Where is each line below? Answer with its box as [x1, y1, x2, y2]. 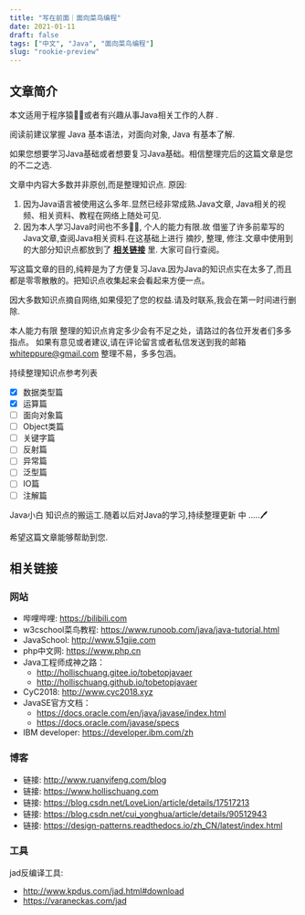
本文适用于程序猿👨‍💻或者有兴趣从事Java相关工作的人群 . [9, 109, 219, 120]
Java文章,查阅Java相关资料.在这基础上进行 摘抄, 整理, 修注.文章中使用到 [22, 232, 294, 243]
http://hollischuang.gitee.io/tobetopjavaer [36, 668, 193, 678]
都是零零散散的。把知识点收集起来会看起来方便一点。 [9, 275, 210, 286]
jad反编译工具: [9, 867, 64, 878]
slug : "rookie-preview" [9, 47, 100, 57]
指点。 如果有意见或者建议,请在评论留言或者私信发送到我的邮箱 [9, 336, 247, 347]
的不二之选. [9, 159, 53, 170]
